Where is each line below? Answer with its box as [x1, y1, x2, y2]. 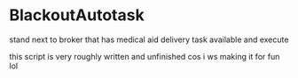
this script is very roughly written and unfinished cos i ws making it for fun [9, 51, 280, 61]
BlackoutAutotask [9, 5, 145, 25]
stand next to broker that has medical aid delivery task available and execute [9, 34, 289, 45]
